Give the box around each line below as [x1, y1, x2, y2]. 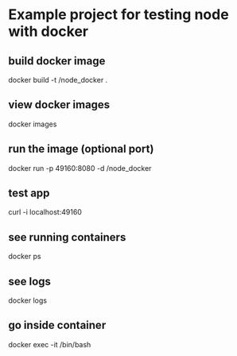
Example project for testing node [8, 6, 229, 24]
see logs [8, 274, 52, 288]
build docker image [8, 54, 106, 68]
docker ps [8, 252, 41, 261]
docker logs [8, 296, 48, 305]
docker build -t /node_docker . [8, 75, 108, 84]
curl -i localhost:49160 [8, 207, 82, 217]
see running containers [8, 230, 126, 244]
